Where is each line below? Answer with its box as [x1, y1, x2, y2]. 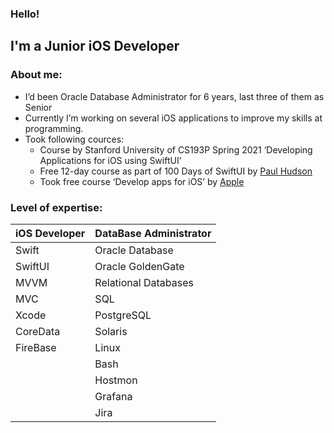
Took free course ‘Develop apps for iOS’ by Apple [39, 175, 245, 187]
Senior [24, 101, 53, 113]
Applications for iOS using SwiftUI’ [39, 154, 182, 166]
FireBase [15, 340, 57, 354]
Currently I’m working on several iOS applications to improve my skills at [24, 112, 323, 124]
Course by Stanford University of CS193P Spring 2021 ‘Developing [39, 143, 313, 156]
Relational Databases [94, 275, 194, 289]
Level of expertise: [10, 200, 103, 214]
